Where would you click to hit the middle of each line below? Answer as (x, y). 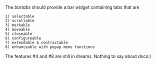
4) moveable (17, 29)
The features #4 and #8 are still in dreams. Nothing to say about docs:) (78, 56)
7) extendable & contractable (37, 42)
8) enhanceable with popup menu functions (50, 47)
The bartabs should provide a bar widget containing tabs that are (72, 7)
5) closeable (19, 34)
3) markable (17, 25)
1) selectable (20, 16)
